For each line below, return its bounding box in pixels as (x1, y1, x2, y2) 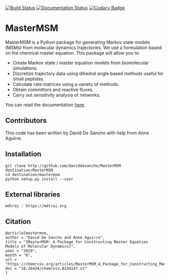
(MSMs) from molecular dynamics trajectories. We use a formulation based (5, 44, 162, 51)
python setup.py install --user (5, 176, 73, 181)
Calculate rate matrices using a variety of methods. (12, 81, 120, 87)
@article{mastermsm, (5, 230, 49, 236)
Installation (5, 150, 41, 159)
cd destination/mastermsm (5, 172, 60, 177)
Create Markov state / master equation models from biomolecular (12, 60, 149, 66)
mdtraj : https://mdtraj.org (5, 204, 67, 209)
